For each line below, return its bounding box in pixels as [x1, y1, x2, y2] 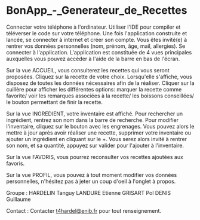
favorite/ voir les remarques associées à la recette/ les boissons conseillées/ [6, 92, 194, 99]
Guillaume [6, 195, 31, 203]
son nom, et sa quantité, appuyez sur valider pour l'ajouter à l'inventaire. [6, 142, 184, 149]
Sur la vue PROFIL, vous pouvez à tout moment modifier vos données [6, 171, 177, 178]
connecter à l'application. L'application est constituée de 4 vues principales [6, 48, 192, 56]
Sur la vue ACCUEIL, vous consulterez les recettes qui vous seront [6, 66, 170, 74]
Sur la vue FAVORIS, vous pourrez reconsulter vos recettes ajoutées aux [6, 153, 184, 160]
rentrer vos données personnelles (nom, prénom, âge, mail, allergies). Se [6, 42, 186, 50]
